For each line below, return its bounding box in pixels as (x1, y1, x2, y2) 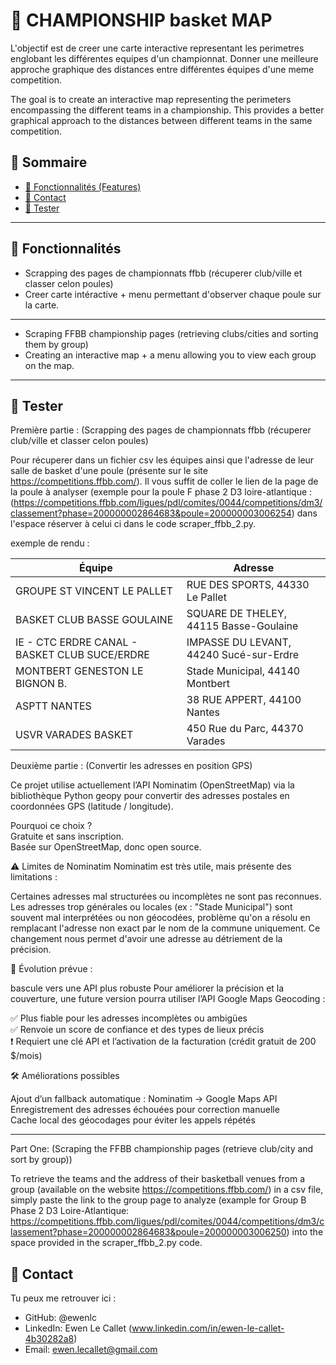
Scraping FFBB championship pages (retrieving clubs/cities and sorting (24, 327, 319, 339)
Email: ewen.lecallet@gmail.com (24, 1344, 158, 1356)
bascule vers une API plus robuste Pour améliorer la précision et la (10, 982, 285, 994)
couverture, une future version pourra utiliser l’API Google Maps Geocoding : (10, 993, 326, 1005)
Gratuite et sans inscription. (10, 830, 124, 843)
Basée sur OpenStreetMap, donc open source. (10, 841, 202, 853)
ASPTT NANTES (15, 699, 92, 713)
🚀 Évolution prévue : (10, 963, 93, 975)
